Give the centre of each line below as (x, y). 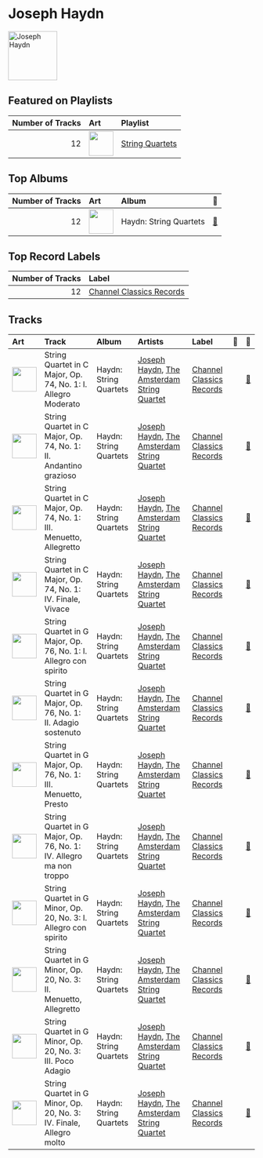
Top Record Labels (54, 256)
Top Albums (38, 178)
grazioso (60, 475)
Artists (151, 342)
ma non (58, 866)
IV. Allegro (63, 856)
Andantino (63, 466)
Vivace (57, 609)
